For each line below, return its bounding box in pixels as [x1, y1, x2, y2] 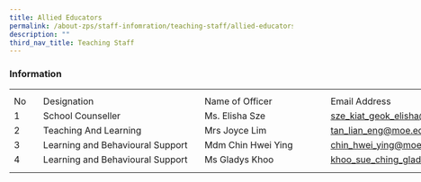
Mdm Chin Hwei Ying [203, 139, 293, 152]
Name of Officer [203, 95, 273, 108]
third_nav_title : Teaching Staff [9, 38, 135, 48]
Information [9, 68, 62, 81]
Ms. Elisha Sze [203, 109, 266, 122]
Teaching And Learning [43, 125, 142, 137]
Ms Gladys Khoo [203, 153, 274, 166]
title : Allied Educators [9, 13, 103, 22]
